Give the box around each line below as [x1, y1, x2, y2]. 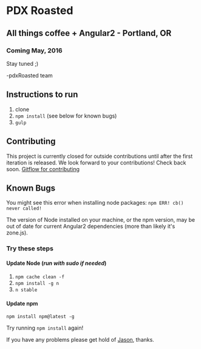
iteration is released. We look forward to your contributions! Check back [6, 159, 186, 166]
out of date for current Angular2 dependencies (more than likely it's [6, 223, 175, 230]
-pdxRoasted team [6, 71, 53, 79]
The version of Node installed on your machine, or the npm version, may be [6, 216, 196, 224]
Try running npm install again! [6, 324, 84, 331]
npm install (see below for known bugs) [15, 112, 117, 119]
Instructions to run [6, 90, 78, 100]
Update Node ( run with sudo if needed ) [6, 259, 107, 267]
